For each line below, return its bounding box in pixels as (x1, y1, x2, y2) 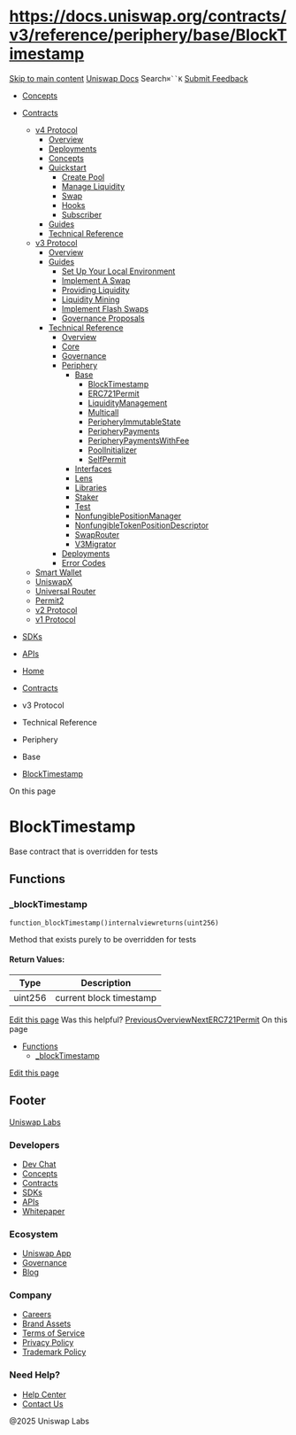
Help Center (21, 1389, 66, 1400)
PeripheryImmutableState (87, 416, 181, 427)
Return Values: (9, 954, 65, 965)
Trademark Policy (21, 1346, 87, 1357)
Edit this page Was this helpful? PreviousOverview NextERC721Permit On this (9, 1014, 288, 1025)
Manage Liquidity (61, 181, 125, 191)
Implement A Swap (61, 275, 131, 285)
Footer (9, 1093, 47, 1108)
